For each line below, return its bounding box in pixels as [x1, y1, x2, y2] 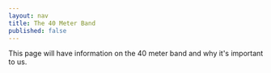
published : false [8, 26, 67, 34]
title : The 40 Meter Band [8, 19, 95, 27]
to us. [8, 57, 28, 67]
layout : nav [8, 11, 49, 20]
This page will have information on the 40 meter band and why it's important [8, 49, 264, 59]
